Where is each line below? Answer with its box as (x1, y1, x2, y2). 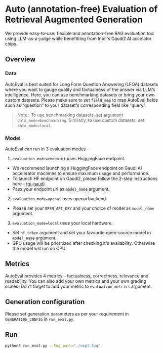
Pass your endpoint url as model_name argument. (12, 186, 110, 192)
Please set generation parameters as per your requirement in (5, 310, 129, 317)
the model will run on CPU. (12, 245, 67, 251)
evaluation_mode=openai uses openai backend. (12, 195, 107, 201)
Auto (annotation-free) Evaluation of (5, 3, 158, 15)
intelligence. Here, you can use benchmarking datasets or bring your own (5, 91, 155, 97)
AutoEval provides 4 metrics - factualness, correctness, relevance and (5, 273, 149, 279)
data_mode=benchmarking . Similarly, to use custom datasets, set (17, 117, 145, 123)
